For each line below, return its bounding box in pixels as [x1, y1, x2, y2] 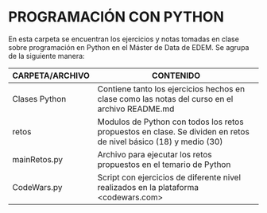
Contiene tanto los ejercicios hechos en [97, 83, 245, 95]
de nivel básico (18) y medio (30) [97, 136, 223, 147]
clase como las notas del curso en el [97, 93, 234, 104]
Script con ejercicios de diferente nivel [97, 172, 241, 183]
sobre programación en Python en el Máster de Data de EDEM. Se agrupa [8, 42, 250, 52]
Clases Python [12, 93, 67, 104]
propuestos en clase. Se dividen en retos [97, 126, 250, 137]
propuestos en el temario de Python [97, 159, 231, 170]
